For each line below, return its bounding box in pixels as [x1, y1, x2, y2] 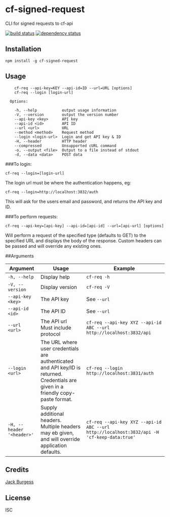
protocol [40, 330, 61, 338]
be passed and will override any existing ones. [5, 243, 102, 249]
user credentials [40, 345, 79, 352]
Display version [40, 283, 77, 290]
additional [40, 410, 64, 417]
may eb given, [40, 429, 74, 436]
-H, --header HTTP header [14, 138, 87, 144]
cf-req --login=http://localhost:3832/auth [5, 189, 99, 195]
